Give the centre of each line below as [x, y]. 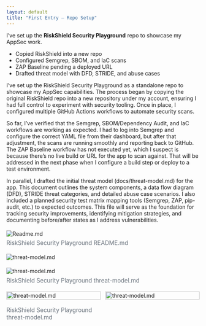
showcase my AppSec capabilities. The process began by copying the [95, 91]
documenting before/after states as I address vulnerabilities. [82, 220]
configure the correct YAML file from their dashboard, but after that [91, 136]
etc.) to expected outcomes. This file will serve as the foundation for [108, 207]
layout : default [27, 12]
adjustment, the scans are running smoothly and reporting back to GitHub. [100, 142]
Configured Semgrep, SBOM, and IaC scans [71, 60]
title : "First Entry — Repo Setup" [52, 18]
